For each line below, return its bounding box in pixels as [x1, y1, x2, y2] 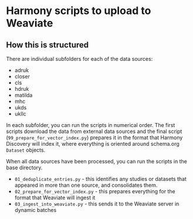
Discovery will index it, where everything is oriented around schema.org [6, 141, 180, 147]
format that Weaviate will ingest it [14, 194, 96, 201]
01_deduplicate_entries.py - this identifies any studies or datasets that [14, 176, 187, 182]
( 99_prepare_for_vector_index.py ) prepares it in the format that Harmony [6, 134, 183, 141]
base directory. [6, 164, 43, 171]
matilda [14, 92, 33, 98]
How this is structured [6, 40, 89, 50]
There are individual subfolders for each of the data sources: [6, 56, 153, 62]
